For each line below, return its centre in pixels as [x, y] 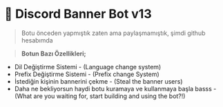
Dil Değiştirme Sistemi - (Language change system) [88, 67]
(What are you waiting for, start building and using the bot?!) [100, 96]
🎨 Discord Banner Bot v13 [78, 14]
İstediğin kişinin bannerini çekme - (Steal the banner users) [98, 81]
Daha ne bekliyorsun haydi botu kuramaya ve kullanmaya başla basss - [115, 88]
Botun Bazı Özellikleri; [54, 53]
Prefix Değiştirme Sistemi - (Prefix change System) [87, 74]
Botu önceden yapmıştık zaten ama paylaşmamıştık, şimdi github [113, 33]
